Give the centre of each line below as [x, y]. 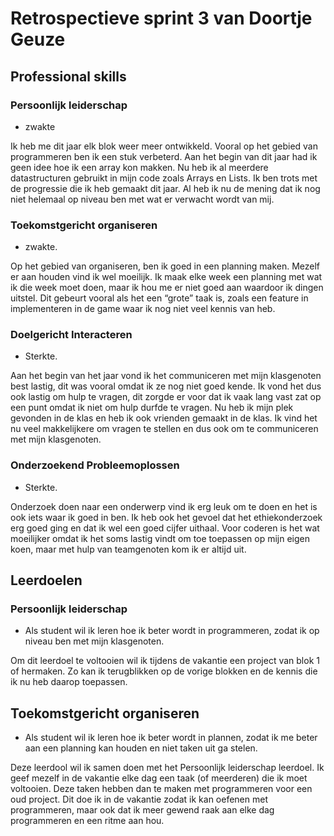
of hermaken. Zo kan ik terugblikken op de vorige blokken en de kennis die [164, 671]
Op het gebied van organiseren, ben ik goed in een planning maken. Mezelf [165, 266]
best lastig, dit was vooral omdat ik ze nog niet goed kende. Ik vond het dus [166, 386]
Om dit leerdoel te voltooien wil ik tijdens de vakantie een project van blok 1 [165, 661]
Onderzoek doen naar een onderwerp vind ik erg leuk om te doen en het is [164, 506]
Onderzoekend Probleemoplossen [95, 465]
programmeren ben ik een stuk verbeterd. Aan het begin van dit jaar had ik [164, 156]
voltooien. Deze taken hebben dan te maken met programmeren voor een [161, 789]
